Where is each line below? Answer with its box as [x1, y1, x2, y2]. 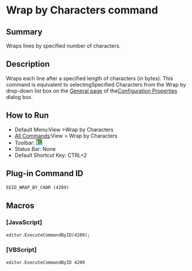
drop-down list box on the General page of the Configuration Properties [6, 87, 177, 94]
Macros [6, 200, 35, 211]
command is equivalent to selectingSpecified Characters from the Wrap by [6, 81, 186, 88]
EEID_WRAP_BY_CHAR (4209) [6, 185, 69, 191]
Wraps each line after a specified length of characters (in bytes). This [6, 74, 174, 82]
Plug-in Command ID [6, 169, 84, 179]
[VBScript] [6, 246, 37, 254]
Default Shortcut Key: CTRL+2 [14, 152, 87, 159]
